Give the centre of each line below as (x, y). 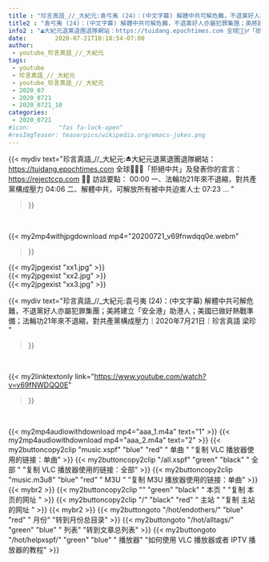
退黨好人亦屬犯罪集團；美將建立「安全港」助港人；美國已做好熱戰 (138, 310)
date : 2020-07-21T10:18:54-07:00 (77, 38)
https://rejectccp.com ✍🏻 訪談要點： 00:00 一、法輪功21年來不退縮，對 (125, 179)
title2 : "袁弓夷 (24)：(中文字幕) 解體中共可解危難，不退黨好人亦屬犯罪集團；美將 (133, 23)
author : (21, 46)
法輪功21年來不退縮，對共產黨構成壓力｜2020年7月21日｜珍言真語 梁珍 (139, 321)
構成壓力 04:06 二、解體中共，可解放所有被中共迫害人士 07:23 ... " (124, 188)
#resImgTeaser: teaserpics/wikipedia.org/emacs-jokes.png (107, 135)
